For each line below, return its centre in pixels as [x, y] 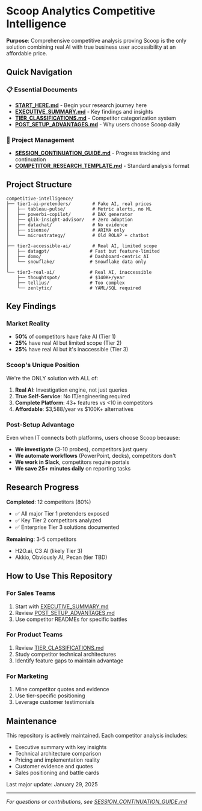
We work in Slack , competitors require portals [72, 462]
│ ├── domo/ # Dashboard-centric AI [78, 256]
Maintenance [32, 721]
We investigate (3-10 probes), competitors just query [81, 449]
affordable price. [27, 53]
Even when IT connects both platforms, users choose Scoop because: [93, 438]
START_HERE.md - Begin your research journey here [81, 105]
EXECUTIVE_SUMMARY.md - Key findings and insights [84, 111]
